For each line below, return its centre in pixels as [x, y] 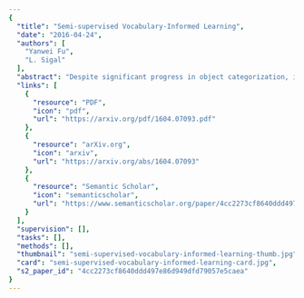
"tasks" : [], [41, 237]
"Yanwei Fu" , [49, 52]
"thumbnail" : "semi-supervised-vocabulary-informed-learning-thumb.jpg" [157, 254]
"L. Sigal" [45, 60]
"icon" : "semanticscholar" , [86, 195]
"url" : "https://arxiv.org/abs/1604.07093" [116, 161]
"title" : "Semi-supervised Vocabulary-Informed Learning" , [131, 26]
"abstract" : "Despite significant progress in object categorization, [153, 77]
